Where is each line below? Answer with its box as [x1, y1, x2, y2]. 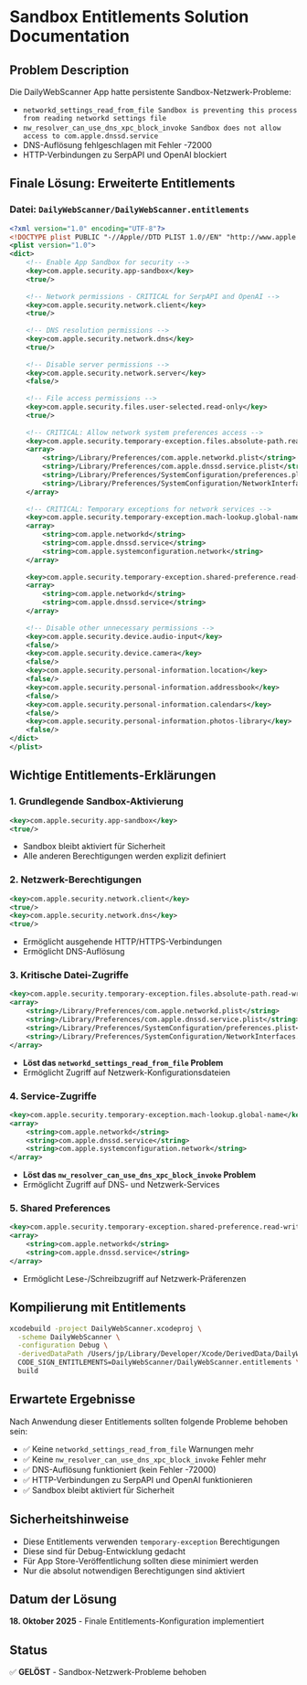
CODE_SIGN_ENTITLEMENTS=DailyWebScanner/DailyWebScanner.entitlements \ [17, 1358, 301, 1368]
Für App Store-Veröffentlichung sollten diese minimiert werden [22, 1555, 259, 1566]
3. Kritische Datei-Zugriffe [9, 969, 130, 982]
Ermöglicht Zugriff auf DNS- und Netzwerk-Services [22, 1179, 220, 1190]
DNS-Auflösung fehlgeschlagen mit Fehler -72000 [22, 140, 213, 150]
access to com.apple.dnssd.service [22, 132, 159, 141]
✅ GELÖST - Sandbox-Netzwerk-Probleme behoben [9, 1667, 207, 1678]
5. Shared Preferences [9, 1202, 111, 1215]
